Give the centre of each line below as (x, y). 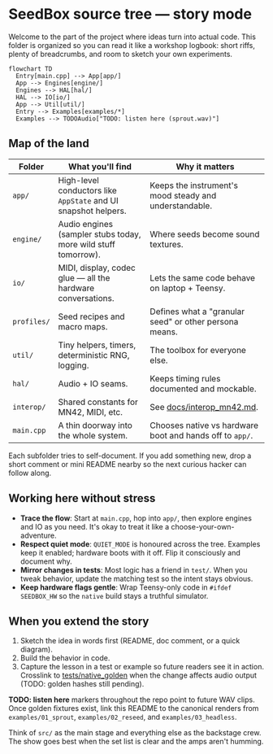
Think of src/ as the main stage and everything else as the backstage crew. (135, 733)
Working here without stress (82, 498)
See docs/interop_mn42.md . (204, 407)
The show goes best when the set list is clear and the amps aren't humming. (136, 742)
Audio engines (86, 224)
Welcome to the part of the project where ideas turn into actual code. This (132, 37)
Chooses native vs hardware (204, 425)
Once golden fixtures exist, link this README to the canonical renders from (134, 708)
